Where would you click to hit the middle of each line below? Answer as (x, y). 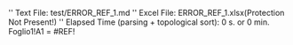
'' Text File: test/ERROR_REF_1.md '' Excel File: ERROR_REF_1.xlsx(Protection (146, 13)
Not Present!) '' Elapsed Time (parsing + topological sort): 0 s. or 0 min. (139, 22)
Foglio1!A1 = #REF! (42, 31)
